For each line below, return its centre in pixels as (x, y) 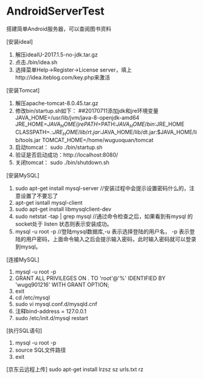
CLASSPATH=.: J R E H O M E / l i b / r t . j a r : (58, 133)
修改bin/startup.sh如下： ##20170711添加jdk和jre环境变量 (87, 111)
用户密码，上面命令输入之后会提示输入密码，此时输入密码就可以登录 (111, 239)
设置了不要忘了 (39, 196)
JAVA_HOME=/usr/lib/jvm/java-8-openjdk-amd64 (77, 117)
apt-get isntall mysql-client (49, 202)
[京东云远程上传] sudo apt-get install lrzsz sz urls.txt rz (75, 369)
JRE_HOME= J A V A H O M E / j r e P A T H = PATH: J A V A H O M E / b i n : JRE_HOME (100, 125)
